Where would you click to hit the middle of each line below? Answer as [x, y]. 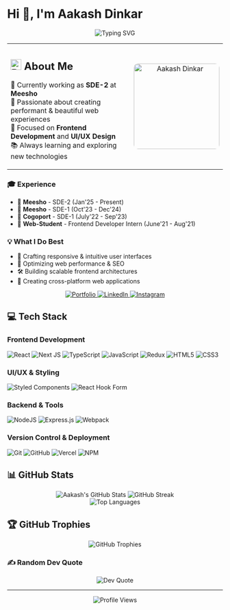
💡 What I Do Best [35, 241]
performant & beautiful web [55, 111]
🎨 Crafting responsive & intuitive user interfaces [84, 257]
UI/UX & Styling [34, 372]
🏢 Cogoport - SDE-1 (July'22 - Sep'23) [72, 216]
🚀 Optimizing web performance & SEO [71, 264]
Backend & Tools [35, 405]
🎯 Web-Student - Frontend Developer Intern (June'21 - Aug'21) [106, 224]
